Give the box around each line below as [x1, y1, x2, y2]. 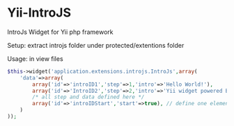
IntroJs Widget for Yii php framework [7, 28, 114, 36]
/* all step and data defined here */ [32, 93, 145, 101]
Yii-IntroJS [7, 5, 72, 21]
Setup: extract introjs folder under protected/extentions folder [7, 41, 185, 49]
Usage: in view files [7, 54, 64, 63]
